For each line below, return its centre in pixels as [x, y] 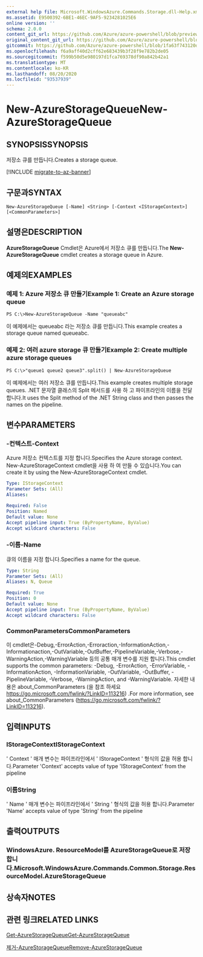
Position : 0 [21, 599]
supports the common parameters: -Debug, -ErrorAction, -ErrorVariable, [96, 666]
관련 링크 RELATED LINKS [52, 920]
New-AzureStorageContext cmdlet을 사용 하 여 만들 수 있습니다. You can [94, 465]
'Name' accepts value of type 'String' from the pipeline [75, 811]
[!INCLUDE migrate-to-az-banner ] [49, 172]
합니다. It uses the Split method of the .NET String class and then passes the [100, 398]
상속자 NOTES [31, 897]
